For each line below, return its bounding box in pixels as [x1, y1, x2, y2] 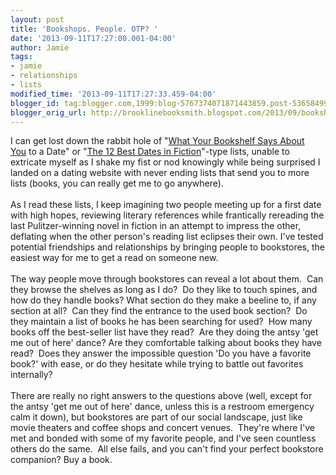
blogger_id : [10, 98, 60, 108]
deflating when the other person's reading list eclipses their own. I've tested [10, 231, 324, 243]
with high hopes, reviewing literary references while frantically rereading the [10, 209, 325, 221]
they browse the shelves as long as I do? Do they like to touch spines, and [10, 284, 318, 296]
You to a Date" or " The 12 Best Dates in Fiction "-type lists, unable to [10, 146, 290, 158]
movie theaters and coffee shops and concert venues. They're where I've [10, 422, 316, 434]
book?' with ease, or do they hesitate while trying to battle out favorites [10, 358, 304, 370]
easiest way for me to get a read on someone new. [10, 252, 219, 264]
